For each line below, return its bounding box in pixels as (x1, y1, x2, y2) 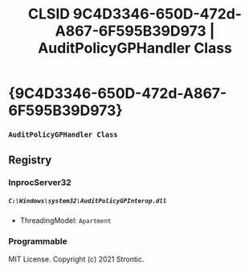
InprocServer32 (8, 177, 72, 188)
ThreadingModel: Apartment (19, 216, 112, 225)
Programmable (8, 236, 68, 247)
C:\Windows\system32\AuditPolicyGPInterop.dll (8, 197, 167, 205)
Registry (8, 153, 52, 167)
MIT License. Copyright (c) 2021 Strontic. (8, 254, 145, 264)
